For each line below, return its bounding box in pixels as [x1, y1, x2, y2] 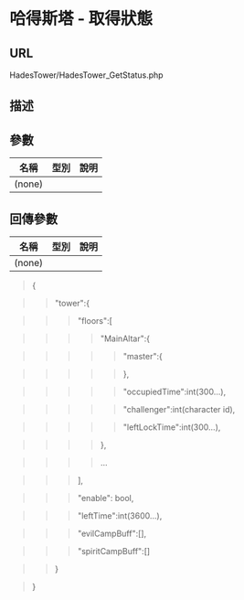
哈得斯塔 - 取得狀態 [9, 8, 154, 29]
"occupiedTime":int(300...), [122, 386, 227, 398]
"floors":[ [77, 316, 112, 327]
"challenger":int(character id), [122, 404, 236, 415]
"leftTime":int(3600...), [77, 510, 163, 521]
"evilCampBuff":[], [77, 528, 147, 540]
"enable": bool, [77, 493, 134, 504]
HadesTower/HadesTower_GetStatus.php [9, 70, 164, 80]
